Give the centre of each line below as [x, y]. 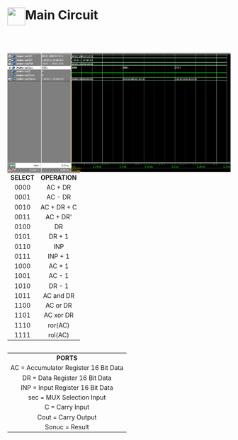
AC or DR [58, 306]
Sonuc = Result [67, 427]
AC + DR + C [58, 207]
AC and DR [59, 295]
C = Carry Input [67, 407]
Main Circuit [62, 15]
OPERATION [59, 178]
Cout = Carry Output [67, 417]
